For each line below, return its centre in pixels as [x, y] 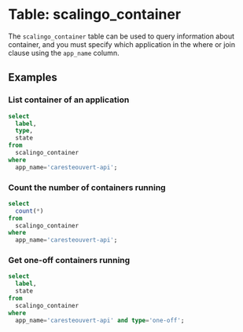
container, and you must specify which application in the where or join [122, 44]
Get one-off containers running [69, 261]
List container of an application [69, 100]
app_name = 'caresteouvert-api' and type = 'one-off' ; [100, 320]
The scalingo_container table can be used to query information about [121, 36]
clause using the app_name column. [64, 53]
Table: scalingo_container [95, 15]
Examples [33, 77]
